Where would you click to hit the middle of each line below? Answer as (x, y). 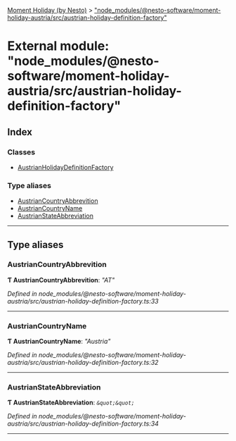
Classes (21, 152)
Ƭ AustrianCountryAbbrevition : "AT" (61, 280)
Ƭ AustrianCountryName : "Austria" (59, 342)
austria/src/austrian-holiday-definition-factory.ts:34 (83, 424)
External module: (58, 46)
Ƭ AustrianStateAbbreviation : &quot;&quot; (71, 403)
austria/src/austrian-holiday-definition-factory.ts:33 (83, 301)
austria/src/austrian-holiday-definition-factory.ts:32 (83, 363)
